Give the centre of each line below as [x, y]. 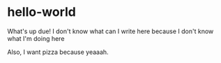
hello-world [42, 12]
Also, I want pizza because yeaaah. [58, 52]
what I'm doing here [36, 38]
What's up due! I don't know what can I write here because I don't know [110, 31]
